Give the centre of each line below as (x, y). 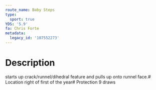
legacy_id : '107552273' (34, 38)
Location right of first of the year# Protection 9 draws (60, 82)
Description (30, 63)
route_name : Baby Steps (30, 10)
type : (11, 15)
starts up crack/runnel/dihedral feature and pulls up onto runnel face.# (78, 76)
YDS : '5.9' (17, 24)
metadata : (16, 33)
